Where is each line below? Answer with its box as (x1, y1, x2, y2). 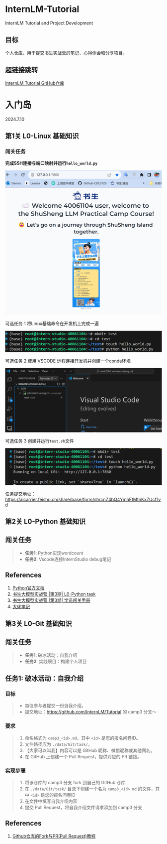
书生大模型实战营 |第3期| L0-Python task (12, 591, 96, 597)
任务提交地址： (5, 491, 36, 497)
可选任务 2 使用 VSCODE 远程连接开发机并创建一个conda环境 (5, 358, 131, 364)
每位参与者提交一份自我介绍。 (24, 703, 86, 708)
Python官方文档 (12, 584, 45, 591)
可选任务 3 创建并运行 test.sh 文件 (5, 438, 74, 444)
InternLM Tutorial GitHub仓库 (5, 80, 65, 86)
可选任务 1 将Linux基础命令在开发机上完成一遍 (5, 320, 99, 327)
